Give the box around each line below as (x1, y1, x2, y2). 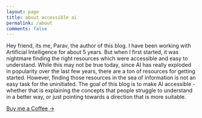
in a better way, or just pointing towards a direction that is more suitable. (6, 93, 186, 101)
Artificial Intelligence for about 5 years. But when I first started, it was (6, 49, 179, 56)
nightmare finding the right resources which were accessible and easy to (6, 55, 188, 62)
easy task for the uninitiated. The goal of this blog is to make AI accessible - (6, 81, 195, 88)
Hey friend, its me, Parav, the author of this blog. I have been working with (6, 42, 192, 49)
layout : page (6, 8, 39, 15)
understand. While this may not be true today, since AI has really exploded (6, 61, 192, 69)
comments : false (6, 25, 47, 32)
